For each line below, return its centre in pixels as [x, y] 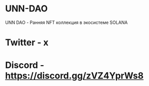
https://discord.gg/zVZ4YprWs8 [74, 76]
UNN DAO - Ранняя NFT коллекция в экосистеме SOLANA [67, 22]
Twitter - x [27, 43]
